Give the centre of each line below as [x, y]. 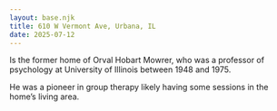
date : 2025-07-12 [42, 34]
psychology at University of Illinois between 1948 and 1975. [120, 69]
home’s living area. [45, 97]
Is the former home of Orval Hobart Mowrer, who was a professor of [137, 60]
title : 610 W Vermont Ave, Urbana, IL [83, 26]
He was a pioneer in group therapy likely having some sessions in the [139, 88]
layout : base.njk [42, 18]
